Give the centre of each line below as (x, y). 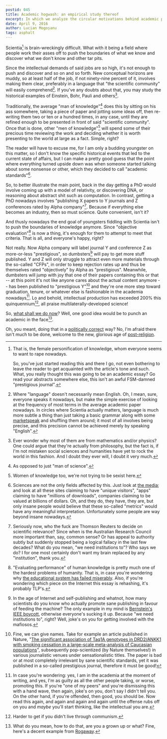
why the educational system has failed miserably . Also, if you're (78, 578)
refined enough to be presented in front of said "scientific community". (78, 122)
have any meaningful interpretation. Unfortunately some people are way (86, 511)
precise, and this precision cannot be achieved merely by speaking (81, 425)
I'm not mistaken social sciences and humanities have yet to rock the (83, 451)
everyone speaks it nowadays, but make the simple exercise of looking (85, 399)
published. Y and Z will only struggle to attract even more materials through (83, 259)
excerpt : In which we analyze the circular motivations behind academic (82, 19)
